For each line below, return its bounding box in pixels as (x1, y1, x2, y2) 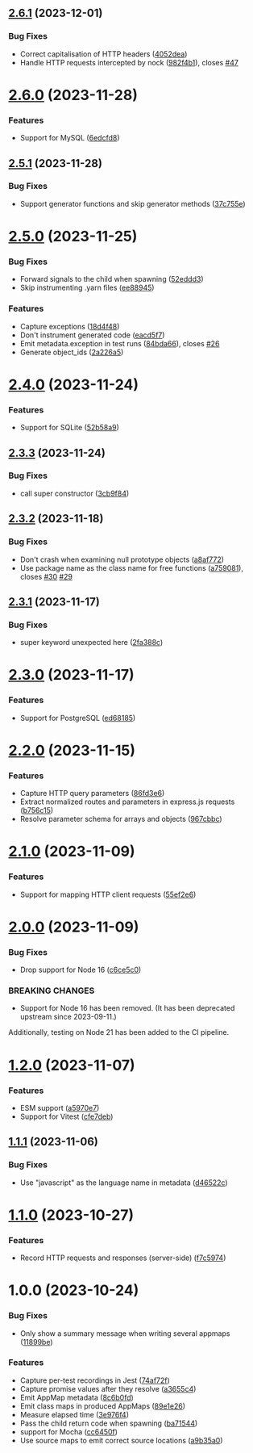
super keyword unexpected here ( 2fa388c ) (19, 638, 164, 647)
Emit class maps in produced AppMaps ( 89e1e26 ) (19, 1401, 186, 1411)
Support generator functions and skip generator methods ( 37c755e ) (19, 199, 246, 208)
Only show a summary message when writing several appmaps (19, 1328, 230, 1338)
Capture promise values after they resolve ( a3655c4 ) (19, 1384, 197, 1393)
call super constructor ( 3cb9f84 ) (19, 488, 130, 498)
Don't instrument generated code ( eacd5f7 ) (19, 330, 165, 340)
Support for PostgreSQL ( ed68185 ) (19, 713, 136, 722)
